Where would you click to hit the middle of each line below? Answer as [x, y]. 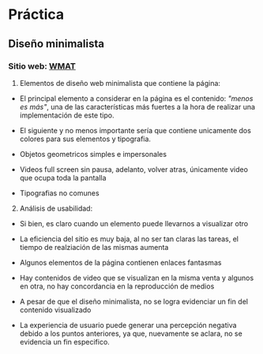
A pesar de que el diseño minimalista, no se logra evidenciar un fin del [134, 301]
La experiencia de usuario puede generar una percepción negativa [128, 325]
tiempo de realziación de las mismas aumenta [94, 247]
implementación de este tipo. [67, 115]
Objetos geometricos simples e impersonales [93, 154]
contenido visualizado [55, 310]
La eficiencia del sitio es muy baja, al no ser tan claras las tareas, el [129, 239]
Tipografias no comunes [60, 193]
